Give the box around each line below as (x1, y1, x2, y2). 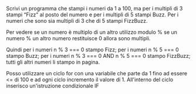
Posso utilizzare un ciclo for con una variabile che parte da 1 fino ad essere (6, 70, 188, 76)
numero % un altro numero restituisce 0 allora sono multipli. (6, 35, 151, 41)
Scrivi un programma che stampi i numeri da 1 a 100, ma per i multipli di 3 (6, 5, 183, 12)
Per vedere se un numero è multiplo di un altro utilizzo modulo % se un (6, 29, 178, 36)
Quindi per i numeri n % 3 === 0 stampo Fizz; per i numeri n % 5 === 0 (6, 46, 179, 53)
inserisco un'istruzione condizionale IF (6, 82, 100, 89)
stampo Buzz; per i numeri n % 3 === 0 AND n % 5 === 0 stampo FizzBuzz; (6, 53, 191, 59)
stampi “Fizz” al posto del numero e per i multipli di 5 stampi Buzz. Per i (6, 11, 179, 18)
